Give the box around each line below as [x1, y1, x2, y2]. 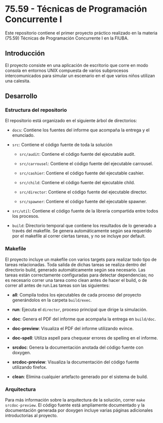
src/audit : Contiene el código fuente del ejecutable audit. [19, 151, 135, 157]
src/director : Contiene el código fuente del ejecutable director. [19, 189, 147, 195]
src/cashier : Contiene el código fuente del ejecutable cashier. [19, 170, 145, 176]
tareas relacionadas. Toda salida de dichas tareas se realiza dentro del [5, 261, 146, 267]
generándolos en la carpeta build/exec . [12, 297, 92, 303]
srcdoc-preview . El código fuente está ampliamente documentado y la [5, 402, 145, 408]
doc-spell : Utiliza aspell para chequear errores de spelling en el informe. [12, 335, 158, 340]
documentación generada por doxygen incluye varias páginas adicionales [5, 407, 153, 413]
